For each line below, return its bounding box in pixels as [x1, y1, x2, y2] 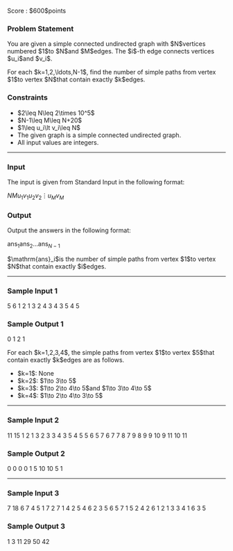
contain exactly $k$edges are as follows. [7, 356, 125, 365]
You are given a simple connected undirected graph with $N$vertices [7, 40, 206, 48]
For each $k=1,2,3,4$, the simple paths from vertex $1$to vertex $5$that [7, 349, 215, 357]
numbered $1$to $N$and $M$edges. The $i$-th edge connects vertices [7, 47, 215, 56]
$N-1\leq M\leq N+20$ [17, 115, 83, 125]
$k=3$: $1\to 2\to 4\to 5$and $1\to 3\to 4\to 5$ [17, 384, 152, 392]
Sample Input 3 [7, 488, 60, 497]
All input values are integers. [17, 138, 99, 146]
